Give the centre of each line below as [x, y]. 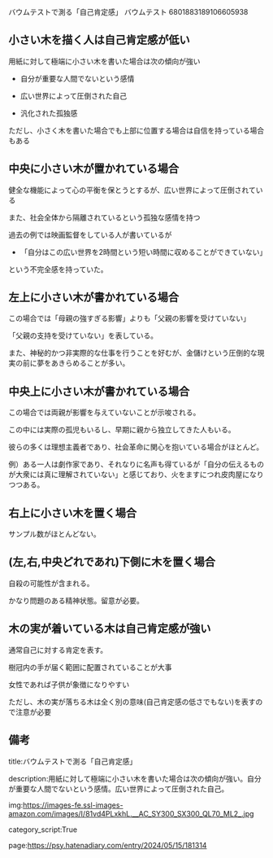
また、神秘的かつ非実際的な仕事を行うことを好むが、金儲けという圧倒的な [133, 353]
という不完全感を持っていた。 [58, 269]
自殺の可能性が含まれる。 [51, 583]
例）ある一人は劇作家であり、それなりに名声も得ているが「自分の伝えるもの [136, 464]
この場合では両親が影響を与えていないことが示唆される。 [104, 413]
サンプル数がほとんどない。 [54, 534]
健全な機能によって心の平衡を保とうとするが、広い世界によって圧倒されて [132, 190]
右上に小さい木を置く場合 [72, 512]
